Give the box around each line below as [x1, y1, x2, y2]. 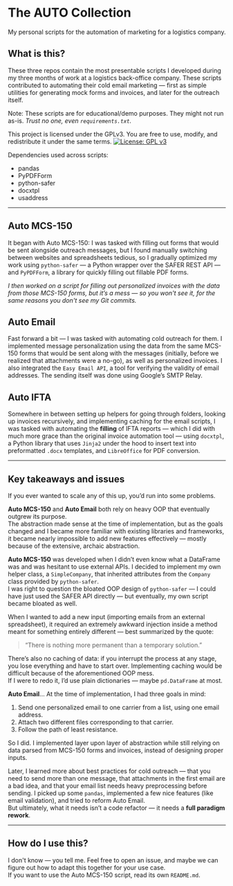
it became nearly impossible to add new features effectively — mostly [8, 535, 207, 542]
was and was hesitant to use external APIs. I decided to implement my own [8, 562, 221, 571]
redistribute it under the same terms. [8, 137, 113, 145]
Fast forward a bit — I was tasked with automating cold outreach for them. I [8, 335, 223, 343]
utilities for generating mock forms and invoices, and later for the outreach [8, 88, 220, 96]
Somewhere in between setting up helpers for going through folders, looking [8, 410, 226, 418]
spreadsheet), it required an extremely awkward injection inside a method [8, 620, 218, 628]
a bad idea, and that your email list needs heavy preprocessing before [8, 781, 207, 790]
